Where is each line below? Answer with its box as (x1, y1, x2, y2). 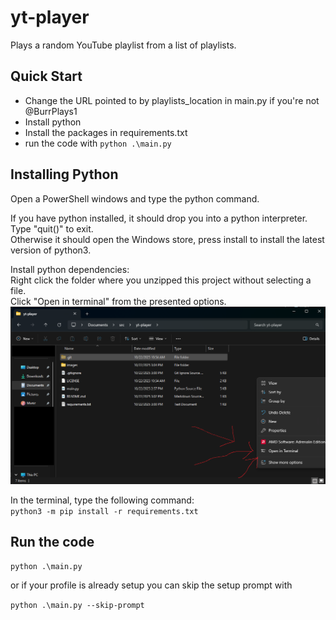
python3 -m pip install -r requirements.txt (10, 506, 199, 516)
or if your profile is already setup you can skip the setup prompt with (10, 579, 293, 591)
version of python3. (10, 244, 92, 256)
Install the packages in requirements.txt (24, 126, 188, 138)
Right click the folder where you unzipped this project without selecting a (10, 274, 312, 286)
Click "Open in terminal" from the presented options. (10, 295, 227, 307)
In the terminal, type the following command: (10, 494, 195, 506)
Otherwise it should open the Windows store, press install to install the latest (10, 233, 325, 245)
